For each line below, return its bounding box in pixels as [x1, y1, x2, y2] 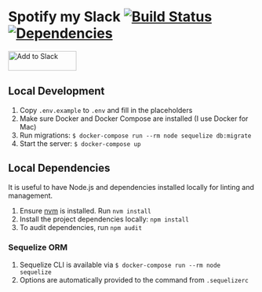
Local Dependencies [8, 162, 111, 175]
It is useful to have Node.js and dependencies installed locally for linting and [8, 182, 255, 192]
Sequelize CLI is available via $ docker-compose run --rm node [19, 260, 221, 269]
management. [8, 191, 53, 200]
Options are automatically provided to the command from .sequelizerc [19, 275, 249, 284]
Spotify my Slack [8, 8, 122, 26]
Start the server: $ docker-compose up [19, 138, 141, 148]
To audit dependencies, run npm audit [19, 222, 143, 232]
